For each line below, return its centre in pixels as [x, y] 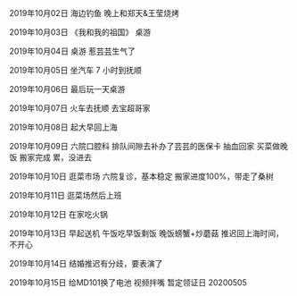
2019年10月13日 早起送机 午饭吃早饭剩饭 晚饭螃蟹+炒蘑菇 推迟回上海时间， [146, 233]
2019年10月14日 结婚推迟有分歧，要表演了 [86, 263]
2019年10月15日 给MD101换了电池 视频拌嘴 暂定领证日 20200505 [128, 283]
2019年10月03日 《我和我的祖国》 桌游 [80, 32]
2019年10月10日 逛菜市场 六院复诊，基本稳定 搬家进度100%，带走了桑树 [141, 176]
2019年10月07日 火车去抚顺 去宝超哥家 [80, 108]
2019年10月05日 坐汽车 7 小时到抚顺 [76, 70]
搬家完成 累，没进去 [55, 157]
